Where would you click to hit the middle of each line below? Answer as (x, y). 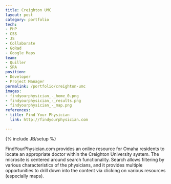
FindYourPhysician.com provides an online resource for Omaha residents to (85, 149)
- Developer (18, 77)
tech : (11, 24)
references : (18, 110)
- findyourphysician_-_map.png (39, 106)
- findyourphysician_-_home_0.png (42, 96)
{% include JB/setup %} (31, 138)
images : (14, 91)
